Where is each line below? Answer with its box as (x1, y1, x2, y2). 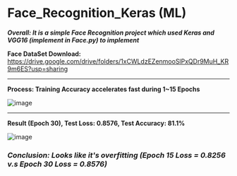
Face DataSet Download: (7, 49, 81, 58)
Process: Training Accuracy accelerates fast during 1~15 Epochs (7, 85, 200, 93)
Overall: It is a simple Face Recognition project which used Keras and (7, 28, 215, 37)
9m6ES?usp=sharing (7, 64, 68, 73)
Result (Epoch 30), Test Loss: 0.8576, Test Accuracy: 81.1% (7, 119, 186, 127)
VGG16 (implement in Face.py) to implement (7, 35, 140, 44)
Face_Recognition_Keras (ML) (7, 5, 187, 21)
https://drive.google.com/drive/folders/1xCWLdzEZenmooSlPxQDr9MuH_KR (7, 57, 229, 65)
